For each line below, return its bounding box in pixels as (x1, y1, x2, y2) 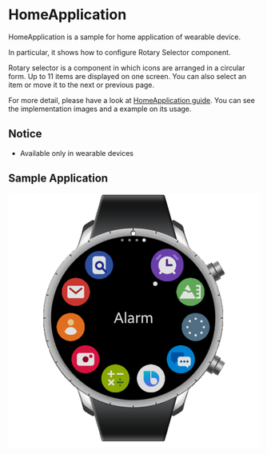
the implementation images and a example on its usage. (8, 104, 192, 113)
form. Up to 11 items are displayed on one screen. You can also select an (8, 71, 247, 81)
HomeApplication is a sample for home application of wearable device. (8, 32, 241, 42)
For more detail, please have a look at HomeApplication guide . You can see (8, 95, 256, 105)
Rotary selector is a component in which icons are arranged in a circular (8, 62, 245, 73)
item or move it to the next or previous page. (8, 80, 154, 90)
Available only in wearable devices (19, 148, 134, 157)
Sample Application (8, 172, 109, 185)
